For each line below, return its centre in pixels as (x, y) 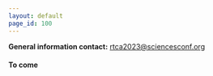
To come (23, 65)
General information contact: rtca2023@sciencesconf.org (106, 46)
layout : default (36, 16)
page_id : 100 (30, 23)
